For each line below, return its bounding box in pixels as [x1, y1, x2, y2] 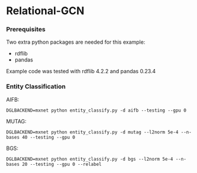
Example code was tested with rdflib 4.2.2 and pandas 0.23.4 [6, 68, 156, 75]
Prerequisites [6, 25, 46, 34]
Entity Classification [6, 83, 66, 91]
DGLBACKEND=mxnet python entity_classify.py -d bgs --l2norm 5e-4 [6, 156, 173, 162]
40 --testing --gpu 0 [21, 134, 76, 140]
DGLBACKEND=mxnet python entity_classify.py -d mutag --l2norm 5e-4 [6, 129, 179, 135]
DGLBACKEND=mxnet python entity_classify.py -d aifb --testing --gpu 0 [6, 107, 186, 113]
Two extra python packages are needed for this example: [6, 38, 146, 45]
